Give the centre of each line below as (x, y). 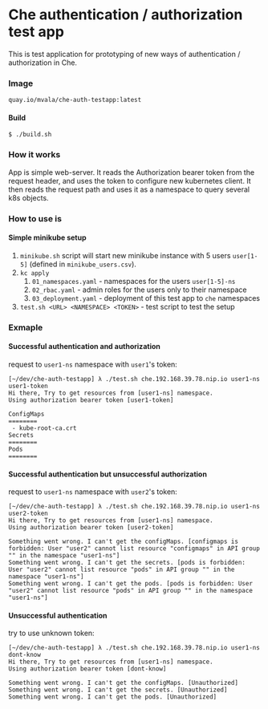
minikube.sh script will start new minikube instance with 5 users (125, 255)
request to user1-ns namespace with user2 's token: (93, 492)
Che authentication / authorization (126, 15)
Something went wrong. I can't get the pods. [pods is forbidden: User (130, 584)
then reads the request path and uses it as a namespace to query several (129, 189)
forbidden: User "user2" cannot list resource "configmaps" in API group (134, 549)
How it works (35, 155)
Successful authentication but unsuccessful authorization (108, 474)
